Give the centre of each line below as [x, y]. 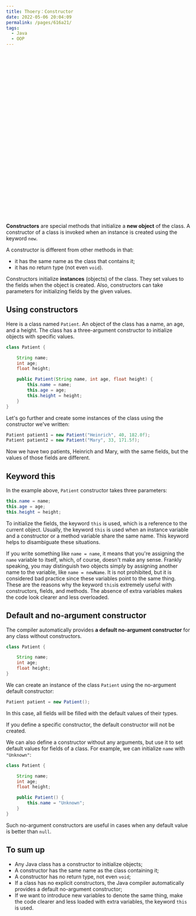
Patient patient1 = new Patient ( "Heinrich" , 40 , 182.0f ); [78, 435]
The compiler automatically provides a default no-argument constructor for [98, 630]
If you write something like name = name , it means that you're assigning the [95, 553]
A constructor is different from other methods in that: [70, 250]
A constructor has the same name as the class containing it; [87, 870]
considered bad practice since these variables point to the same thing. [91, 578]
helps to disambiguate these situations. [53, 542]
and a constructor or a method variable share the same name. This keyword [97, 536]
